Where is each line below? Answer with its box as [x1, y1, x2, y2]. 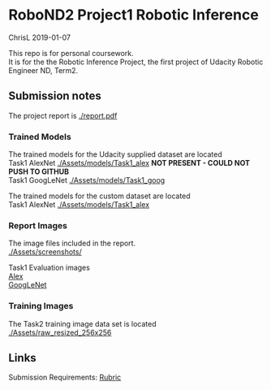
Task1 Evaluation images [8, 262, 91, 273]
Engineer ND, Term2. [8, 65, 79, 75]
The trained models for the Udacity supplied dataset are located [8, 149, 223, 159]
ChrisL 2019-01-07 [8, 32, 71, 42]
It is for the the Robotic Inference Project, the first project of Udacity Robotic [8, 57, 264, 67]
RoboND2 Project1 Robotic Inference [8, 6, 260, 24]
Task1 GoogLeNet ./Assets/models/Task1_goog [8, 175, 166, 185]
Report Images [8, 219, 67, 231]
